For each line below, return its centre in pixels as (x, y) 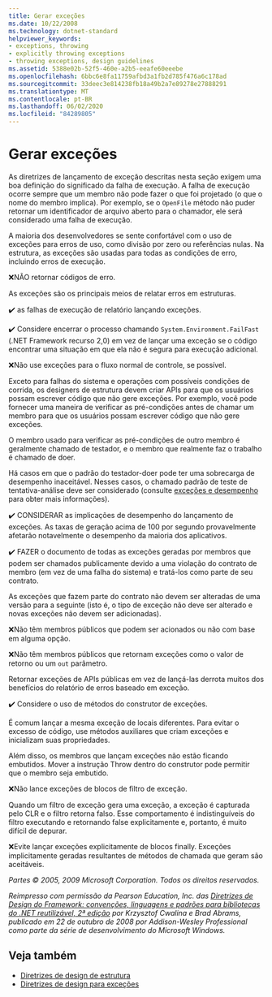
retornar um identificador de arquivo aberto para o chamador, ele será (125, 211)
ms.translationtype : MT (49, 91)
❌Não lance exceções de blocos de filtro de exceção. (98, 788)
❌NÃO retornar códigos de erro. (62, 277)
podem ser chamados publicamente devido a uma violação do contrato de (133, 563)
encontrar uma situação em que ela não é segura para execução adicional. (133, 349)
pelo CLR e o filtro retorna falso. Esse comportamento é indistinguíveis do (132, 814)
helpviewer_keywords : (45, 39)
